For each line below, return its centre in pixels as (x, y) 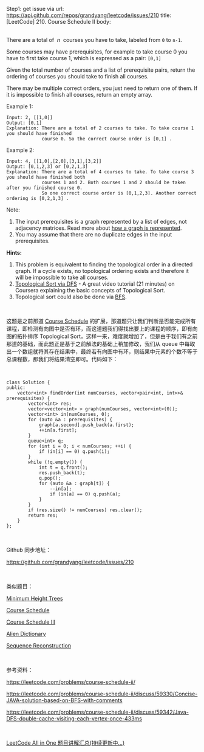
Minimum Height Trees (35, 598)
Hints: (14, 253)
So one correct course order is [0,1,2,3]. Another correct (119, 193)
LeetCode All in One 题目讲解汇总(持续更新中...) (66, 743)
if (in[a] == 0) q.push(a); (85, 494)
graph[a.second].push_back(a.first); (87, 425)
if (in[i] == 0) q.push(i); (74, 452)
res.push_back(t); (62, 473)
